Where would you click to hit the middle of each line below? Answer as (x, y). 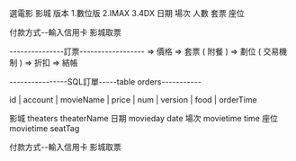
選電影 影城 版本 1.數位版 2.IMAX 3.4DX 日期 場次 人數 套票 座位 (127, 13)
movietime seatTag (45, 128)
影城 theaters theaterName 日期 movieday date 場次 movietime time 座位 (144, 118)
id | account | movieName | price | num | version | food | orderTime (134, 100)
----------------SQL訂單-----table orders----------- (106, 82)
